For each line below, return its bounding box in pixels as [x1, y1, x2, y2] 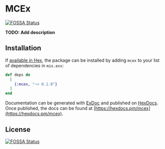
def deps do [5, 72, 30, 77]
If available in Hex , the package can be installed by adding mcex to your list [5, 57, 160, 63]
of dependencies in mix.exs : [5, 62, 64, 68]
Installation [5, 44, 41, 53]
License [5, 125, 31, 133]
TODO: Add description [5, 29, 56, 35]
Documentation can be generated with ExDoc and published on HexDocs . [5, 100, 158, 106]
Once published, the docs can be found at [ [5, 105, 96, 111]
